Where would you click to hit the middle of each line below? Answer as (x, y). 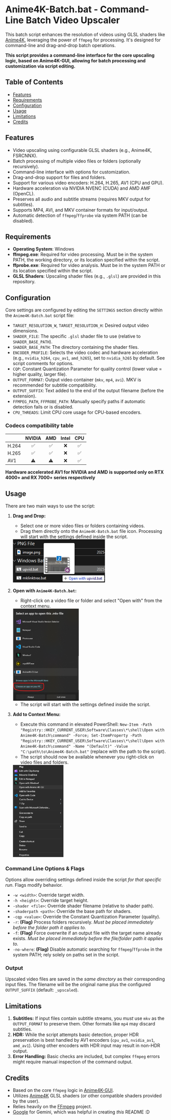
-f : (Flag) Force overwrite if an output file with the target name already (87, 933)
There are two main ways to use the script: (50, 506)
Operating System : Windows (43, 249)
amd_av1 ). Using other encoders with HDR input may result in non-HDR (87, 1046)
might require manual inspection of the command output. (72, 1062)
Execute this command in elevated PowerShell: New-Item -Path (86, 724)
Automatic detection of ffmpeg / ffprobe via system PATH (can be (80, 215)
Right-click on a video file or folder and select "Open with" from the (91, 600)
